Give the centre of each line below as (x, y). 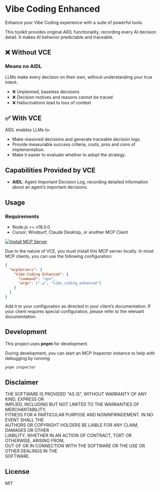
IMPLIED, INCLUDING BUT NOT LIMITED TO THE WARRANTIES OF (72, 404)
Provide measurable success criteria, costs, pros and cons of (74, 144)
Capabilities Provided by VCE (50, 170)
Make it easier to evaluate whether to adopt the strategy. (69, 155)
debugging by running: (28, 358)
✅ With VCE (23, 118)
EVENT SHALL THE (24, 420)
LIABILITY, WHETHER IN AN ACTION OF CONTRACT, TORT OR (68, 435)
